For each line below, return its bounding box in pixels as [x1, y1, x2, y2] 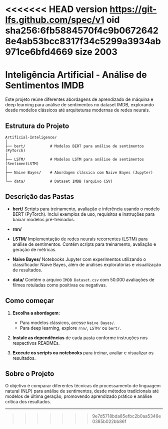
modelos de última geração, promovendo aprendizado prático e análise [5, 393, 152, 399]
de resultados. [12, 267, 42, 273]
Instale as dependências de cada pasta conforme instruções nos [12, 335, 148, 341]
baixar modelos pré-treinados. [12, 216, 75, 222]
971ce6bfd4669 [5, 46, 73, 58]
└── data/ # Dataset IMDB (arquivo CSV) [5, 179, 113, 184]
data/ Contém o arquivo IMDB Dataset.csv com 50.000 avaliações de [12, 276, 155, 282]
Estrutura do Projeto [5, 121, 69, 130]
